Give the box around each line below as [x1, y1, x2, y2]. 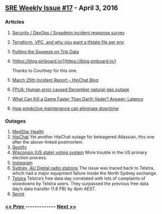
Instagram [12, 160, 33, 166]
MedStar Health [12, 128, 44, 134]
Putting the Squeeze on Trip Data [12, 48, 79, 54]
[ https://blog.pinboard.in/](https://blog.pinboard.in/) [12, 58, 117, 64]
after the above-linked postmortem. [12, 139, 84, 145]
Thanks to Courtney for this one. [12, 67, 78, 73]
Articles [5, 19, 24, 25]
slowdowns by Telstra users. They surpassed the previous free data [12, 180, 149, 186]
